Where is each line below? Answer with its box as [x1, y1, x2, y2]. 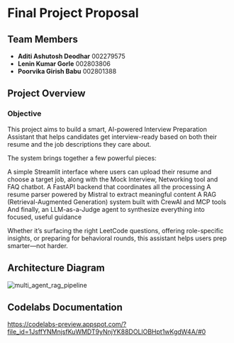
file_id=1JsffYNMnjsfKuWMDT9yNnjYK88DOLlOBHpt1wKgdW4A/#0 [7, 327, 206, 336]
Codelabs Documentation [7, 301, 123, 313]
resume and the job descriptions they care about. [7, 140, 151, 148]
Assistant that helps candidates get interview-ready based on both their [7, 133, 218, 141]
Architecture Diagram [7, 262, 105, 274]
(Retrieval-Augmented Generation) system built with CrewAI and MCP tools [7, 197, 227, 206]
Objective [7, 108, 42, 118]
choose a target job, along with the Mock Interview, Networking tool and [7, 175, 218, 184]
